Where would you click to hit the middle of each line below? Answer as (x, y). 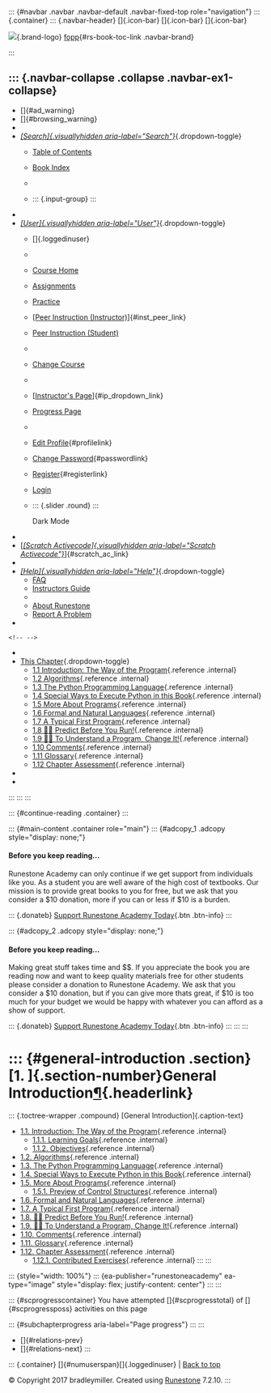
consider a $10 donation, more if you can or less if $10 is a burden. (119, 900)
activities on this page (111, 1309)
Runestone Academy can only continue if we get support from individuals (131, 874)
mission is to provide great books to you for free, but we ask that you (123, 891)
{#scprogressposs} (40, 1309)
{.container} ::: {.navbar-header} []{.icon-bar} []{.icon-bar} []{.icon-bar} (128, 20)
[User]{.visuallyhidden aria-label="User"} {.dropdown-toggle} (123, 223)
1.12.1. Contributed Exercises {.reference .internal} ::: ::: (122, 1260)
